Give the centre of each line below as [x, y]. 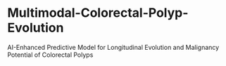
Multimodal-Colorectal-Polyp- [98, 13]
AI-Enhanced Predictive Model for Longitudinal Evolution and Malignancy [113, 47]
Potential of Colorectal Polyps [50, 55]
